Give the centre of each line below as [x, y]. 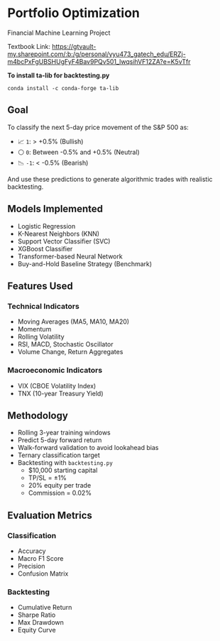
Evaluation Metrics [50, 515]
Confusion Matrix [43, 574]
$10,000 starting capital [63, 471]
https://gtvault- [74, 46]
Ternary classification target [59, 455]
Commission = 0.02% [60, 493]
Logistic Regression [46, 226]
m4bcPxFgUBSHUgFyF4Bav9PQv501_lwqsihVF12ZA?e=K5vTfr [99, 61]
